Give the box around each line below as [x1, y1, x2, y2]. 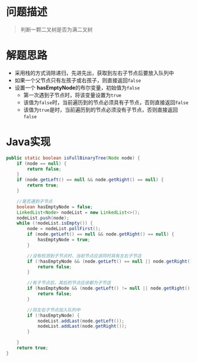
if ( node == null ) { [16, 160, 67, 167]
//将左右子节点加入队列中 [27, 307, 81, 313]
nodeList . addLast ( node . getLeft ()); [37, 318, 125, 324]
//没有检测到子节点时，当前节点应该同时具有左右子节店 [27, 253, 142, 259]
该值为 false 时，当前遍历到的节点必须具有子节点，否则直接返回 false [23, 98, 189, 106]
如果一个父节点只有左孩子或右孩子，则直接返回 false [14, 77, 141, 84]
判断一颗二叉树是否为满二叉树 [20, 26, 93, 33]
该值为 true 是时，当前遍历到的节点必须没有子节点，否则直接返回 [23, 106, 178, 113]
